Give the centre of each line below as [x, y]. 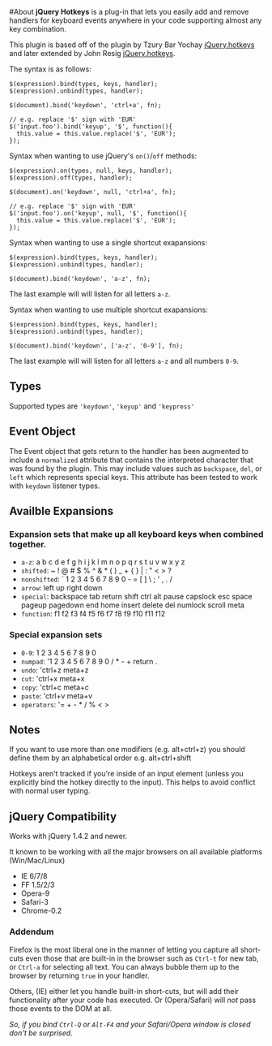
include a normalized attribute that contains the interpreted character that [131, 460]
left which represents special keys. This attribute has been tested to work [134, 477]
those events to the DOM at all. [61, 1008]
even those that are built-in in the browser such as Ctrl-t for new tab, [142, 958]
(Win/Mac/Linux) [37, 861]
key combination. [38, 29]
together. [28, 544]
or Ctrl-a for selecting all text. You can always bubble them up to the [124, 966]
